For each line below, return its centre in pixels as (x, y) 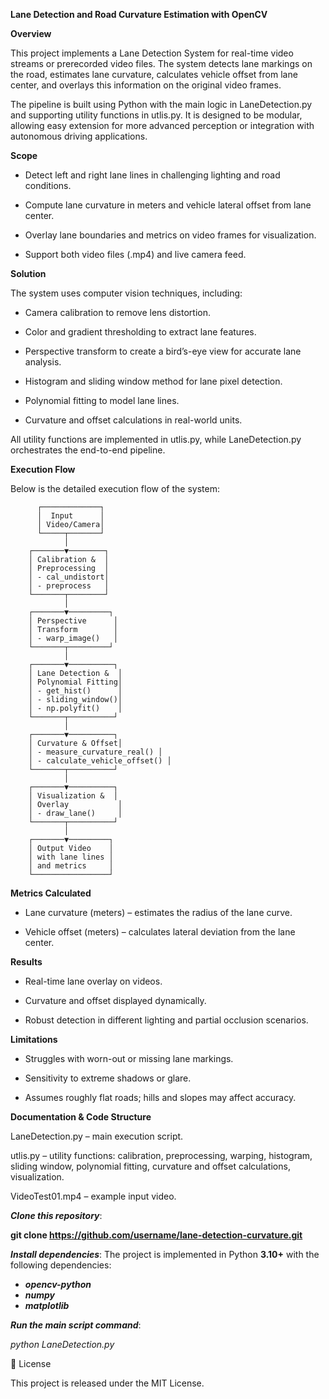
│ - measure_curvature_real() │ (95, 752)
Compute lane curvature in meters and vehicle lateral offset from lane (168, 205)
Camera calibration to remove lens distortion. (117, 312)
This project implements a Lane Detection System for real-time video (152, 53)
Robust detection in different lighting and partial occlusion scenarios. (166, 1020)
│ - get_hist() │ (75, 691)
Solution (28, 273)
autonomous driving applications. (79, 136)
